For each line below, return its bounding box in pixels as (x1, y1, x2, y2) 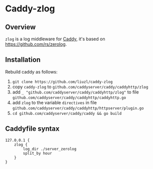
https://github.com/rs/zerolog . (5, 41, 67, 47)
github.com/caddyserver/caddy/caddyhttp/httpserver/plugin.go (12, 105, 144, 111)
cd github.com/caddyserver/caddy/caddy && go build (12, 111, 122, 116)
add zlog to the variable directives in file (12, 99, 97, 105)
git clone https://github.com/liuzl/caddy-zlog (12, 79, 113, 84)
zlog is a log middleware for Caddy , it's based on (5, 36, 105, 42)
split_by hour (23, 151, 52, 156)
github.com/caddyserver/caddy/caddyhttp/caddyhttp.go (12, 95, 126, 100)
